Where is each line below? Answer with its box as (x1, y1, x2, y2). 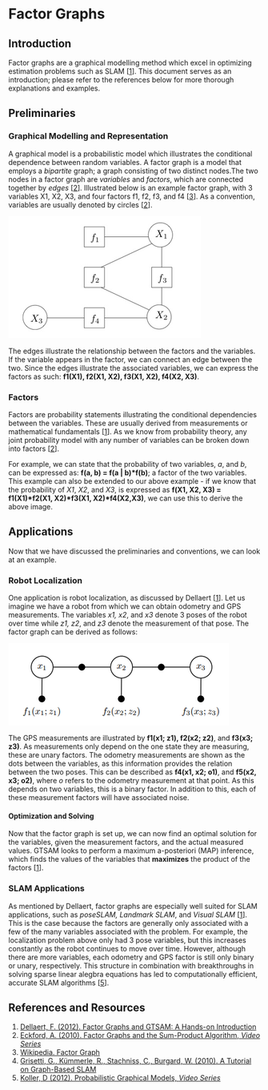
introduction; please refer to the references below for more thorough (8, 75, 234, 84)
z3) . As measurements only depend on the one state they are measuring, (8, 742, 250, 751)
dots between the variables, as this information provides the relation (8, 758, 233, 769)
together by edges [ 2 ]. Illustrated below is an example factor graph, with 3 (8, 183, 254, 192)
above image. (8, 501, 54, 511)
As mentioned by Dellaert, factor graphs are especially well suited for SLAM (8, 901, 258, 911)
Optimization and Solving (8, 810, 94, 821)
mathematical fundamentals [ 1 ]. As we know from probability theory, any (8, 426, 248, 436)
